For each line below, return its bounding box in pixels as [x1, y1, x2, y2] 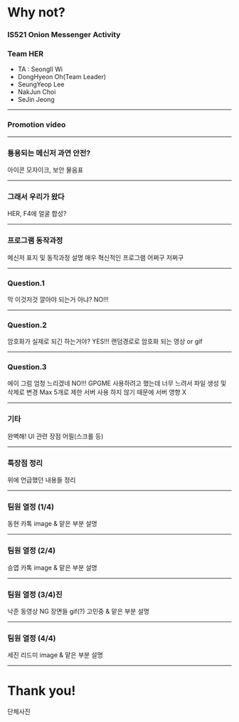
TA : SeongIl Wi [17, 65, 63, 73]
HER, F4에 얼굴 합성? [7, 210, 67, 218]
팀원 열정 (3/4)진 [7, 589, 63, 599]
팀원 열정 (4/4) [7, 633, 56, 643]
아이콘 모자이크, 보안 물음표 [7, 165, 84, 174]
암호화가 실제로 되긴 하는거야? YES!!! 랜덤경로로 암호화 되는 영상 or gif [7, 337, 203, 346]
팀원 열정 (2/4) [7, 546, 56, 556]
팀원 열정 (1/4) [7, 502, 55, 512]
